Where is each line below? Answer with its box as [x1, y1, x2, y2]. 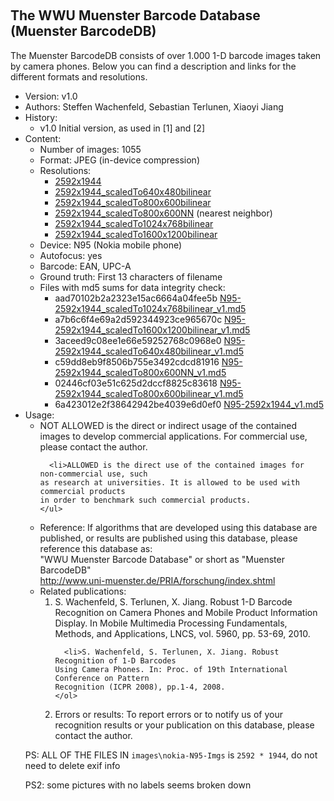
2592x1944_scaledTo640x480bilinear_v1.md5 [54, 345, 244, 357]
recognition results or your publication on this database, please [54, 719, 315, 731]
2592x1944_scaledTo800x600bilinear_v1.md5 [54, 387, 244, 399]
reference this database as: [39, 542, 153, 554]
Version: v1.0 [24, 90, 78, 102]
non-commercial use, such [39, 469, 148, 479]
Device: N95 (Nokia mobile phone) [39, 239, 183, 251]
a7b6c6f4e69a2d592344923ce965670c [54, 313, 223, 325]
